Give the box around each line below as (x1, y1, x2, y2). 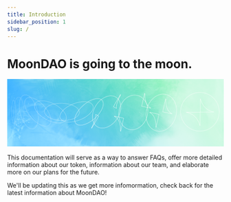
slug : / (7, 25, 30, 32)
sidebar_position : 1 (7, 18, 67, 25)
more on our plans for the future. (7, 168, 100, 176)
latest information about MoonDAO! (7, 188, 107, 197)
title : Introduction (7, 11, 67, 18)
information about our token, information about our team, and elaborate (7, 160, 210, 168)
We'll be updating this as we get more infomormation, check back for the (7, 181, 214, 189)
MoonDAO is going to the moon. (7, 56, 192, 71)
